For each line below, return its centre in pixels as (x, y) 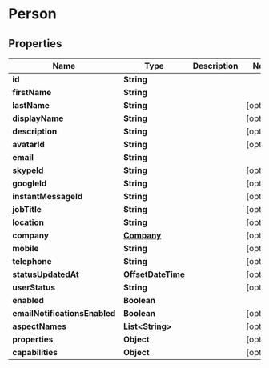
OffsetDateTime (154, 274)
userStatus (34, 287)
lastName (31, 105)
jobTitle (27, 209)
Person (33, 14)
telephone (32, 261)
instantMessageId (48, 196)
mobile (26, 248)
